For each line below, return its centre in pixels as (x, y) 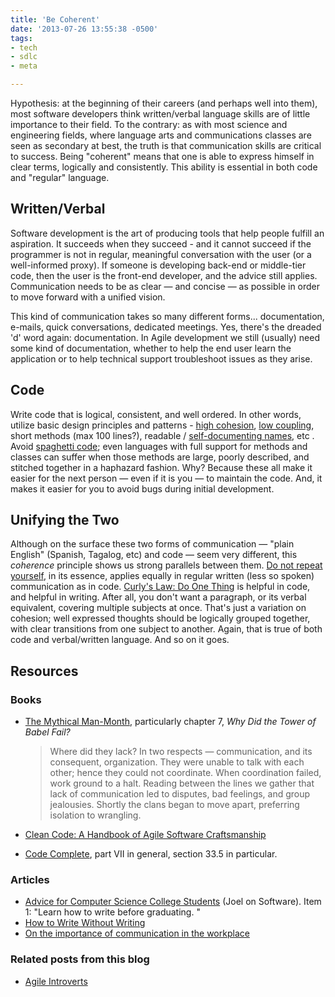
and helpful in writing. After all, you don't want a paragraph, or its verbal (158, 597)
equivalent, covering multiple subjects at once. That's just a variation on (158, 608)
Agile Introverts (56, 981)
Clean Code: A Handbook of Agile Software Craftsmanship (145, 835)
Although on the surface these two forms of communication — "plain (152, 544)
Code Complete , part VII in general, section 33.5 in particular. (151, 854)
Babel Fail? (47, 732)
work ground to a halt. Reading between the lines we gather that (182, 783)
